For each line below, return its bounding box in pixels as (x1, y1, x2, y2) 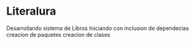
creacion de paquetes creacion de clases (6, 31, 111, 38)
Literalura (6, 4, 56, 18)
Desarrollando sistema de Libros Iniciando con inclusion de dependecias (6, 24, 189, 32)
